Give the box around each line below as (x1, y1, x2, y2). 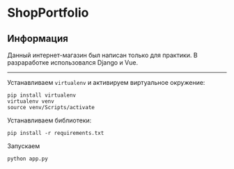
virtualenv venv (7, 98, 54, 105)
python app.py (7, 155, 49, 162)
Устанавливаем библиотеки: (7, 116, 92, 124)
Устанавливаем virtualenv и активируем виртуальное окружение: (7, 79, 205, 86)
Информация (7, 33, 68, 45)
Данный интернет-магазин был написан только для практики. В (7, 51, 198, 59)
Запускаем (7, 142, 40, 150)
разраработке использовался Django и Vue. (7, 58, 138, 67)
